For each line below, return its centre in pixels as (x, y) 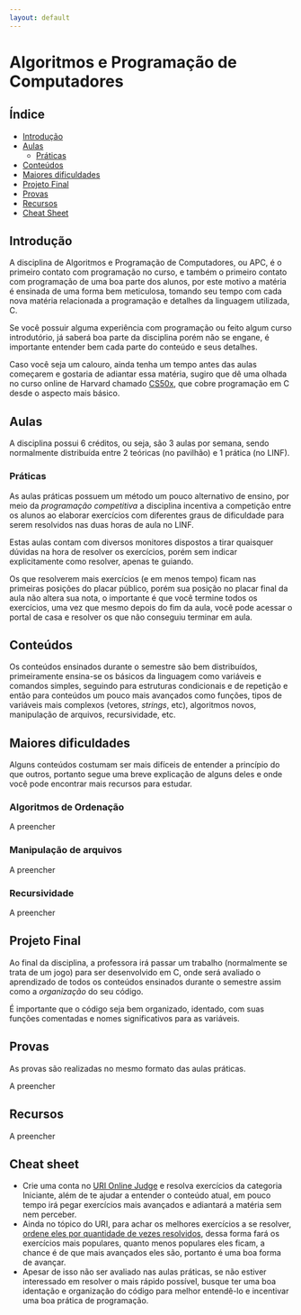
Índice (27, 115)
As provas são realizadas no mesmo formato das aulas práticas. (128, 1068)
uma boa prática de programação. (85, 1301)
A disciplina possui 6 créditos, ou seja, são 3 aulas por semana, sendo (139, 443)
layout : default (40, 18)
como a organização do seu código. (76, 991)
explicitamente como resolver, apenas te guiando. (102, 561)
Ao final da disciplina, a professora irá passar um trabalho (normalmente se (148, 962)
